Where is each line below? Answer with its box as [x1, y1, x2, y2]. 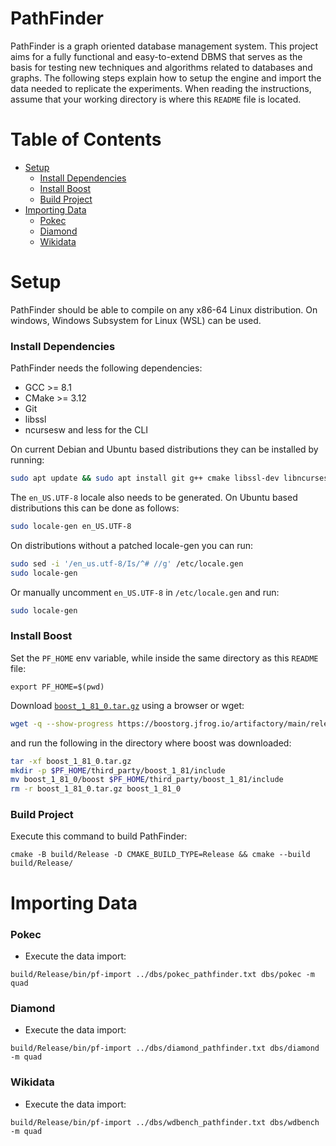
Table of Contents [10, 128, 162, 151]
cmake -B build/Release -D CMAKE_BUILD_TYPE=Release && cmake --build [10, 850, 311, 860]
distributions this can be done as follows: [10, 502, 180, 514]
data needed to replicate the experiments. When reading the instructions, [10, 82, 312, 94]
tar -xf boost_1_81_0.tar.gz [10, 756, 132, 766]
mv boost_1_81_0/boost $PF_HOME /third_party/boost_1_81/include [10, 775, 284, 785]
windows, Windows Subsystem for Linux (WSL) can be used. [10, 314, 262, 326]
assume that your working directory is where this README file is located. [10, 93, 302, 105]
